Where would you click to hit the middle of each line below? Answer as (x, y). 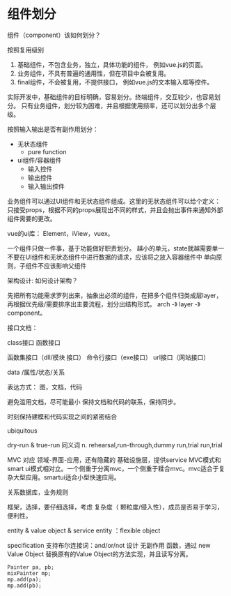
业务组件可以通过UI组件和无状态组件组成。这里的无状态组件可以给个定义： (114, 201)
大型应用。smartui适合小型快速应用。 (66, 477)
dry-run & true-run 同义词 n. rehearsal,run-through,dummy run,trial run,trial (115, 445)
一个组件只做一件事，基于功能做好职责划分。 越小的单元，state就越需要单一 (116, 248)
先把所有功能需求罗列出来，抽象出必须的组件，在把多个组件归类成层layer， (115, 295)
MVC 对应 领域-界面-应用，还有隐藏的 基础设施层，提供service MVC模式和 (114, 460)
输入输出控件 (46, 186)
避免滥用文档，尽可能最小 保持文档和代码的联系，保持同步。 (93, 401)
